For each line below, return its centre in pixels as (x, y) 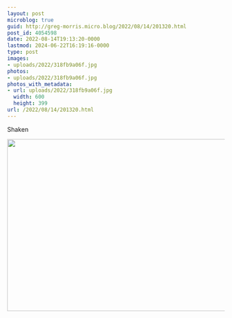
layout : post (26, 13)
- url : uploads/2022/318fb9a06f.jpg (60, 90)
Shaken (18, 129)
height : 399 (31, 103)
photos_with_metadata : (40, 84)
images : (18, 59)
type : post (23, 52)
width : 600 (29, 97)
